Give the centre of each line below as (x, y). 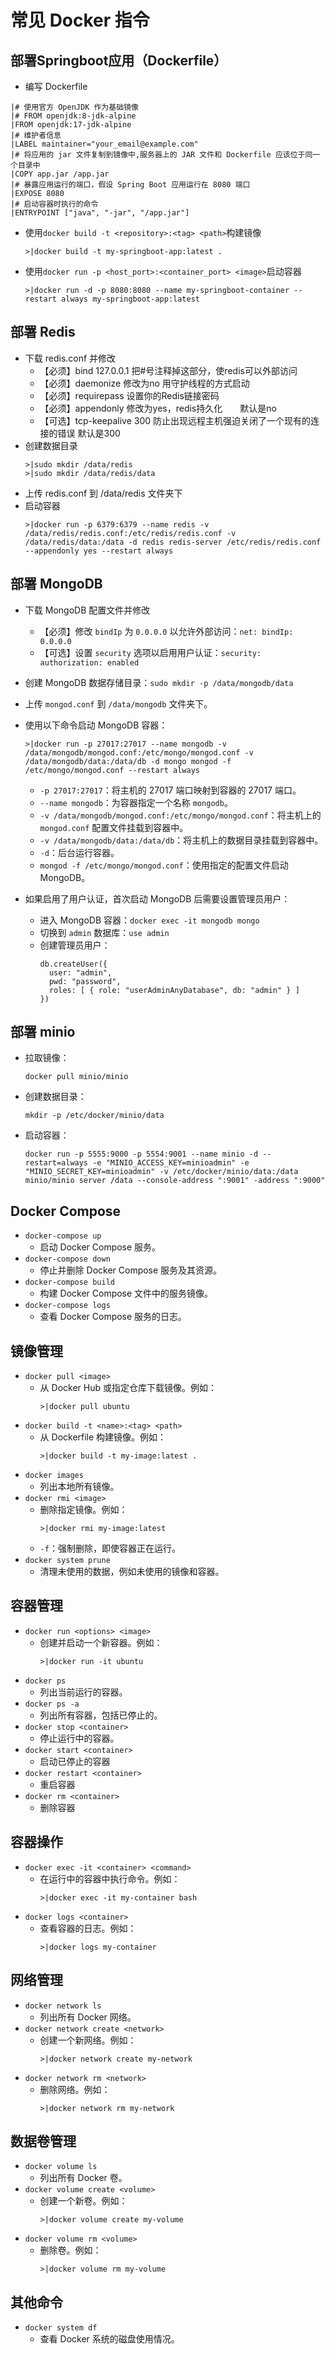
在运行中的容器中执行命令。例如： (110, 1878)
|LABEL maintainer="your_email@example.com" (104, 144)
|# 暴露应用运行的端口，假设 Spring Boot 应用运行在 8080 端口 (130, 185)
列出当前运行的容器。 (83, 1692)
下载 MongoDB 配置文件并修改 (87, 610)
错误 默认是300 (89, 433)
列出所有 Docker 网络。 (88, 2017)
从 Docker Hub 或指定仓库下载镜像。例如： (128, 1388)
